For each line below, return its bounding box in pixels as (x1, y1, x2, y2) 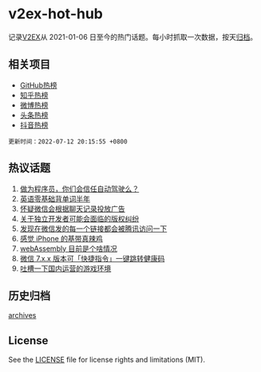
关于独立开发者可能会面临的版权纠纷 (19, 213, 140, 223)
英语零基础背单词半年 (19, 194, 90, 203)
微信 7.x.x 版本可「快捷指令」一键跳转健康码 (19, 253, 165, 263)
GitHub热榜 (19, 80, 57, 90)
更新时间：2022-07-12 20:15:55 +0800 (8, 137, 128, 146)
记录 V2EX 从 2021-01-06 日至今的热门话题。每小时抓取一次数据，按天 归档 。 (8, 32, 258, 41)
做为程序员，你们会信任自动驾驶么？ (19, 184, 140, 194)
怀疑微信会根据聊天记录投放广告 (19, 204, 125, 213)
